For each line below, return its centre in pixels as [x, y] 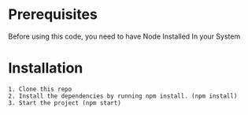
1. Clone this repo [40, 89]
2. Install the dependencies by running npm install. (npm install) [123, 96]
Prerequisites [53, 15]
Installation [46, 68]
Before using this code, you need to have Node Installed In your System [124, 36]
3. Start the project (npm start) [65, 103]
